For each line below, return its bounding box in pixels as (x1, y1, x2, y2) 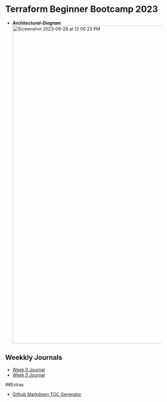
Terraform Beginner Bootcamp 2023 (5, 3, 158, 15)
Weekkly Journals (5, 353, 63, 362)
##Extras (5, 382, 24, 388)
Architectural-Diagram (12, 20, 61, 26)
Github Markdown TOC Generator (12, 391, 82, 397)
